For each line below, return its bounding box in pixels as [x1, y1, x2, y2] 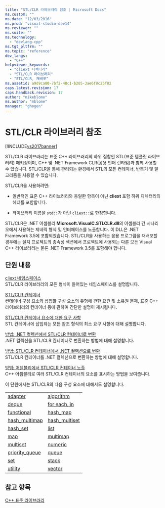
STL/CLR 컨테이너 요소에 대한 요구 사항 [5, 315, 82, 321]
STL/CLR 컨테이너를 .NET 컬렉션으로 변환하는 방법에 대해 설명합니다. [5, 354, 138, 360]
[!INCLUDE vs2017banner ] [5, 143, 58, 149]
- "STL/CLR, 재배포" [9, 76, 49, 81]
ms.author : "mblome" [5, 99, 48, 104]
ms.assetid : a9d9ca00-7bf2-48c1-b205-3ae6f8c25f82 [5, 81, 112, 86]
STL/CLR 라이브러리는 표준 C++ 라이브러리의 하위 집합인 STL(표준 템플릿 [5, 153, 147, 159]
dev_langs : [5, 53, 28, 58]
